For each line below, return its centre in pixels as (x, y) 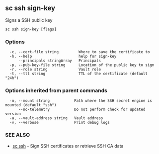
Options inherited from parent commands (56, 90)
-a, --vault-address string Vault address (56, 118)
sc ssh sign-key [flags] (31, 29)
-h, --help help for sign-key (63, 57)
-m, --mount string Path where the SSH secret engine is (81, 101)
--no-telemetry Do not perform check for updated (82, 110)
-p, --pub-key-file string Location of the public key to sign (82, 65)
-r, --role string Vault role (55, 70)
